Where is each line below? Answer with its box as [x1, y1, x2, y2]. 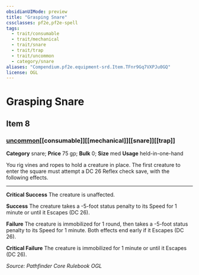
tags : [6, 25, 20, 31]
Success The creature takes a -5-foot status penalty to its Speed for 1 [6, 203, 177, 210]
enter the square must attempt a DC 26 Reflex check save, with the [6, 167, 170, 175]
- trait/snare [11, 42, 46, 48]
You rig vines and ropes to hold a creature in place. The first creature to [6, 162, 181, 169]
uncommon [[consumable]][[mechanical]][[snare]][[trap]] [6, 136, 176, 144]
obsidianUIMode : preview [6, 8, 68, 15]
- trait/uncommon [11, 53, 54, 59]
